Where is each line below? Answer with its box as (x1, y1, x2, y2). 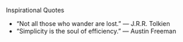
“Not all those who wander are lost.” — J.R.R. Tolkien (16, 20, 170, 27)
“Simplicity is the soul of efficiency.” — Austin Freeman (16, 27, 177, 35)
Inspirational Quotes (6, 6, 64, 14)
